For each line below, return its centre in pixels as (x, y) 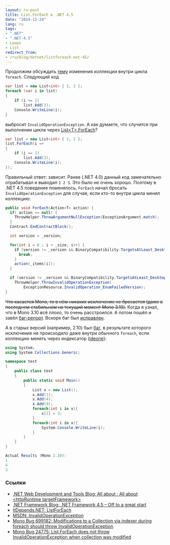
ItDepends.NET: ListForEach (42, 510)
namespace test (21, 362)
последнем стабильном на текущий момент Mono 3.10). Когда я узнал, (82, 307)
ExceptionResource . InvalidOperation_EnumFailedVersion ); (84, 287)
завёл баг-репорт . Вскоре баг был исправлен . (55, 318)
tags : (11, 29)
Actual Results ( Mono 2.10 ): (36, 456)
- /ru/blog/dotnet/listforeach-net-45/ (47, 57)
